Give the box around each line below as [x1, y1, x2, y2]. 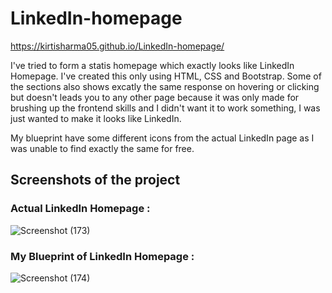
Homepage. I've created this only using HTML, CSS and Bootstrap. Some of [10, 70, 322, 82]
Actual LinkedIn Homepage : [10, 202, 151, 216]
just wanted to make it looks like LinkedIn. [10, 112, 182, 124]
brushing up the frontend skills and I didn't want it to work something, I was [10, 102, 321, 114]
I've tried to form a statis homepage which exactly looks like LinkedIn [10, 59, 295, 71]
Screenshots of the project [10, 172, 181, 189]
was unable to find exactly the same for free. [10, 142, 195, 154]
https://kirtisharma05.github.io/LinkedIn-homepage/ [10, 40, 225, 52]
